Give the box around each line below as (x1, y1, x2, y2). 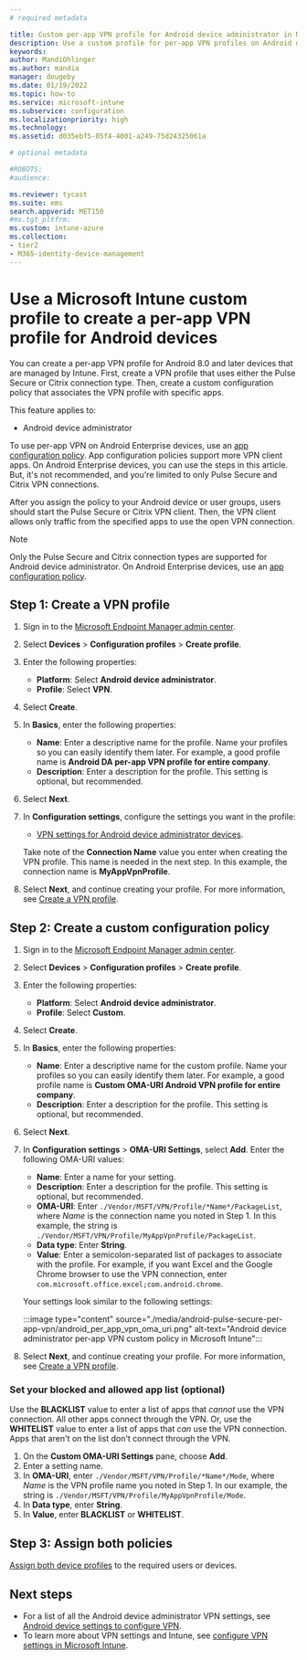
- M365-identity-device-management (9, 248, 145, 259)
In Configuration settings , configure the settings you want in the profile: (22, 811, 296, 822)
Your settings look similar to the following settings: (22, 1296, 213, 1307)
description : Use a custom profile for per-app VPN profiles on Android (9, 38, 292, 48)
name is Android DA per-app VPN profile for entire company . (36, 756, 271, 767)
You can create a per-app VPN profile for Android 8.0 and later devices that (9, 357, 293, 368)
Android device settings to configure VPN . (22, 1621, 182, 1632)
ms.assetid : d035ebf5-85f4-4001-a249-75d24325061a (9, 132, 206, 142)
